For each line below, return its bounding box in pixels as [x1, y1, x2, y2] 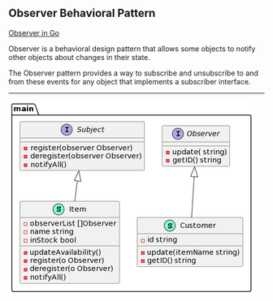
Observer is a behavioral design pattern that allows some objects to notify [8, 44, 256, 54]
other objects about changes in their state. [8, 52, 150, 62]
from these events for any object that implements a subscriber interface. [8, 76, 251, 86]
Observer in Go [8, 28, 59, 37]
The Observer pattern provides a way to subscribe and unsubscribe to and [8, 68, 258, 78]
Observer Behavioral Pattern [8, 6, 156, 20]
